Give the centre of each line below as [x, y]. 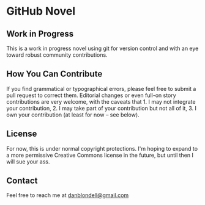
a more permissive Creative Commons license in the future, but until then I [100, 155]
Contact [22, 181]
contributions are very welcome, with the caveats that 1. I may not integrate [101, 101]
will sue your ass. [28, 161]
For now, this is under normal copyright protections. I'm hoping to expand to [102, 148]
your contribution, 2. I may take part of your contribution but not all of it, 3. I [102, 108]
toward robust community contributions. [57, 55]
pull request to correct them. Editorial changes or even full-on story [91, 95]
